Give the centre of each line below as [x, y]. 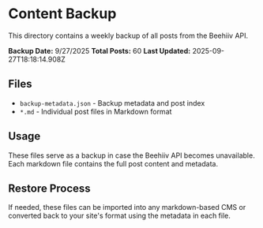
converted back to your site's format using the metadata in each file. [120, 216]
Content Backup [62, 14]
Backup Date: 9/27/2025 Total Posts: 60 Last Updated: [100, 50]
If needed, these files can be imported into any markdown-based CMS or [127, 207]
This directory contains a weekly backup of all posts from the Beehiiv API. [128, 36]
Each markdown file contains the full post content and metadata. [113, 163]
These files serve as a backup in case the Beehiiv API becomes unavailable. [131, 155]
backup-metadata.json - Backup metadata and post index [112, 103]
